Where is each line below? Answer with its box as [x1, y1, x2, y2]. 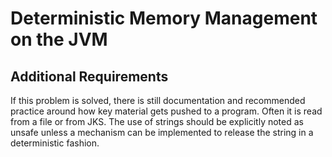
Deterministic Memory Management [10, 7, 318, 30]
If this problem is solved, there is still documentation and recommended [10, 95, 306, 106]
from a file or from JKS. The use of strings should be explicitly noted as [10, 116, 304, 127]
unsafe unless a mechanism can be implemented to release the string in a [10, 127, 314, 138]
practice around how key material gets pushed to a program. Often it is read [10, 105, 323, 117]
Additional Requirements [10, 68, 169, 85]
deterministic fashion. [10, 137, 100, 149]
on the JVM [10, 28, 108, 51]
